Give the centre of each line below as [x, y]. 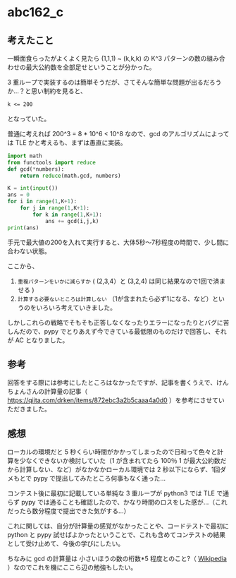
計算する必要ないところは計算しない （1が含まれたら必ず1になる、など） [115, 299]
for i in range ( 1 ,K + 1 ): [42, 202]
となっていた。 [29, 119]
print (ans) [23, 228]
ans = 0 [19, 195]
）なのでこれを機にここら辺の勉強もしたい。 [72, 567]
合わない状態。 [29, 251]
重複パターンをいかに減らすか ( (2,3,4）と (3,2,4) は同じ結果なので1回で [115, 281]
